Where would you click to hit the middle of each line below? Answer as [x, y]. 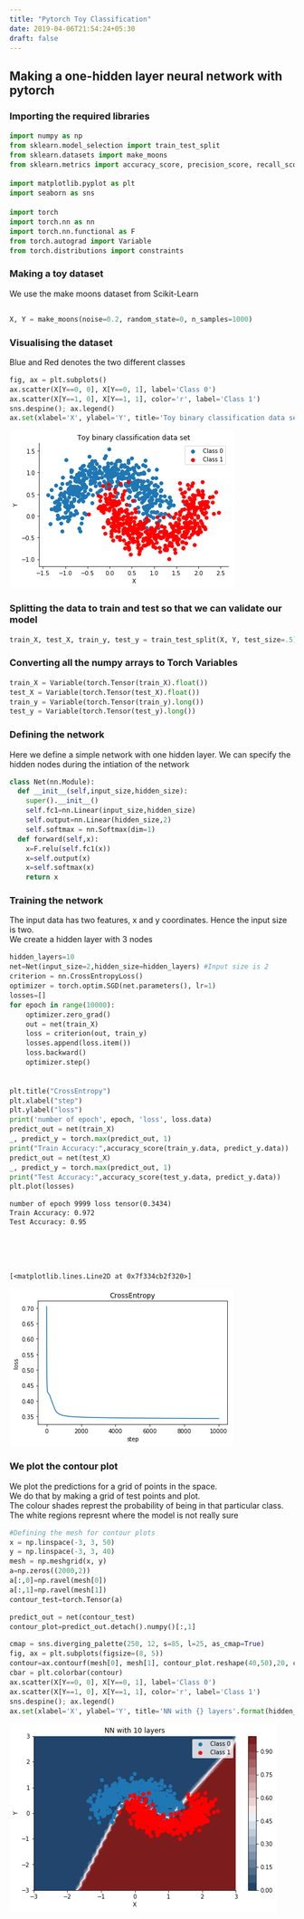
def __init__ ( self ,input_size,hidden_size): [103, 791]
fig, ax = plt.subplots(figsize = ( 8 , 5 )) [87, 1654]
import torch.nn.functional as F [72, 231]
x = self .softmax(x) [60, 868]
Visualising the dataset [61, 342]
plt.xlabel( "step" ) [46, 1101]
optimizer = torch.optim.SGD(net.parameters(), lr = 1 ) [113, 986]
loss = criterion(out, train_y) [86, 1034]
